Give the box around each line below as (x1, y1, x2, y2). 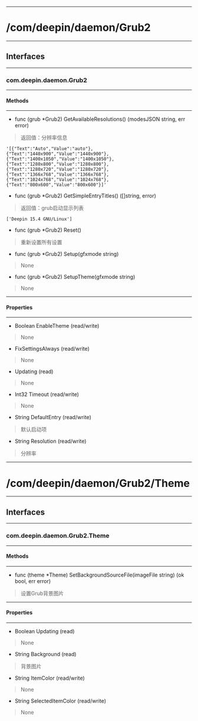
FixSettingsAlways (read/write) (14, 345, 90, 353)
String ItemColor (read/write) (14, 674, 85, 682)
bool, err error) (14, 577, 51, 584)
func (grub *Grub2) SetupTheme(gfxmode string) (14, 274, 136, 281)
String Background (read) (14, 650, 77, 657)
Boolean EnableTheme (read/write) (14, 322, 100, 330)
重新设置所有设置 (20, 239, 62, 246)
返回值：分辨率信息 (20, 134, 68, 141)
